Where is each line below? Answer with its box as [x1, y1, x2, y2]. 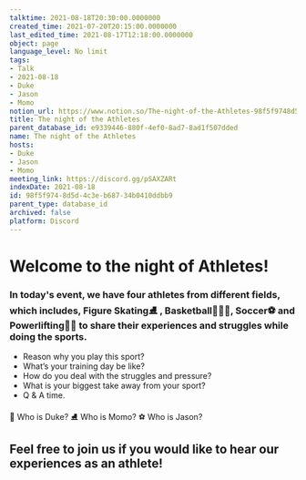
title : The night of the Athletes [9, 115, 141, 124]
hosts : [9, 140, 35, 149]
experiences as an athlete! [9, 455, 164, 471]
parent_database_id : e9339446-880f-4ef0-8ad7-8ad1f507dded [9, 124, 239, 133]
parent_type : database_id [9, 199, 107, 209]
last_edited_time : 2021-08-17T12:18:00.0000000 [9, 30, 194, 39]
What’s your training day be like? [22, 361, 146, 372]
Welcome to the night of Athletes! [9, 256, 270, 276]
